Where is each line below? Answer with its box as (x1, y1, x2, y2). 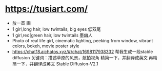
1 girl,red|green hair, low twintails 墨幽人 (12, 32, 93, 38)
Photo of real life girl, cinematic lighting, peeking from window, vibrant (12, 37, 153, 43)
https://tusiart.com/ (5, 3, 88, 15)
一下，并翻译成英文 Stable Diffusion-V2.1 (16, 61, 99, 67)
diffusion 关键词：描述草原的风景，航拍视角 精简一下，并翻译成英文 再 (12, 54, 154, 60)
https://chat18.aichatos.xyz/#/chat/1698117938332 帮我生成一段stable (12, 49, 153, 54)
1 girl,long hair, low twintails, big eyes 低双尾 (12, 26, 101, 32)
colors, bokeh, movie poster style (12, 43, 80, 49)
